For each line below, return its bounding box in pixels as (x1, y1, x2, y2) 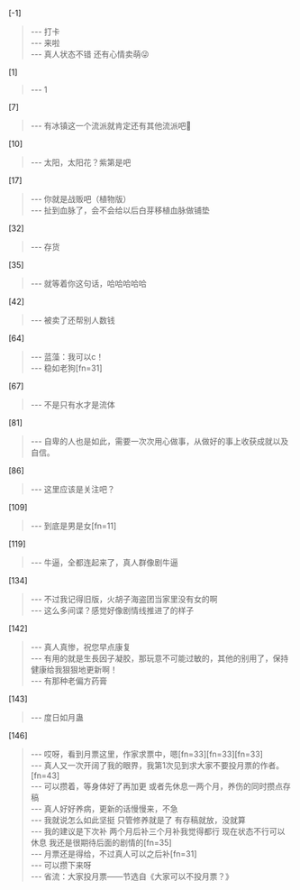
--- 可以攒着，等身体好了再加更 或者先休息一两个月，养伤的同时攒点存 (30, 781, 291, 792)
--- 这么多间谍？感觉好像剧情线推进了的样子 (30, 605, 195, 616)
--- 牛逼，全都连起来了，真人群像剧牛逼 (30, 557, 179, 567)
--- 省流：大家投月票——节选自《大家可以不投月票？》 (30, 871, 234, 882)
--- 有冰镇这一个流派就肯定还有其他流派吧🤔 (30, 121, 192, 131)
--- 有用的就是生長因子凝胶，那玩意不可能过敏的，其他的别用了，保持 (30, 653, 289, 664)
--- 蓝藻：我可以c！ (30, 352, 105, 362)
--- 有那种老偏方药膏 (30, 675, 108, 686)
